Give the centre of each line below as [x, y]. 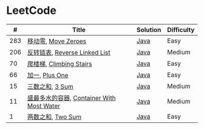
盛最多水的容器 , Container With [72, 98]
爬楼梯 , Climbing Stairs [59, 64]
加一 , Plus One [48, 75]
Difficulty [181, 30]
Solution [149, 30]
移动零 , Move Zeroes [57, 41]
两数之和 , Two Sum [54, 117]
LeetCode [31, 11]
